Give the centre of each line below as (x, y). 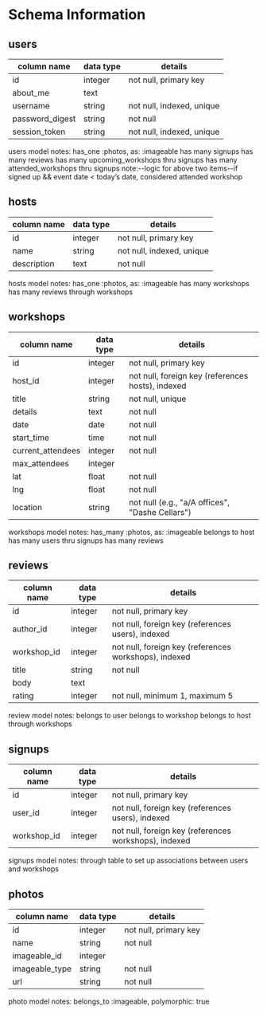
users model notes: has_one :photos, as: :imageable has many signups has (131, 151)
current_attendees (46, 450)
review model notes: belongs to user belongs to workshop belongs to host (130, 716)
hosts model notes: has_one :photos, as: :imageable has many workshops (129, 283)
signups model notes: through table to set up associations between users (128, 861)
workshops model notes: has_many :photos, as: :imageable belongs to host (132, 532)
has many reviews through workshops (71, 292)
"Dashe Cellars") (160, 512)
